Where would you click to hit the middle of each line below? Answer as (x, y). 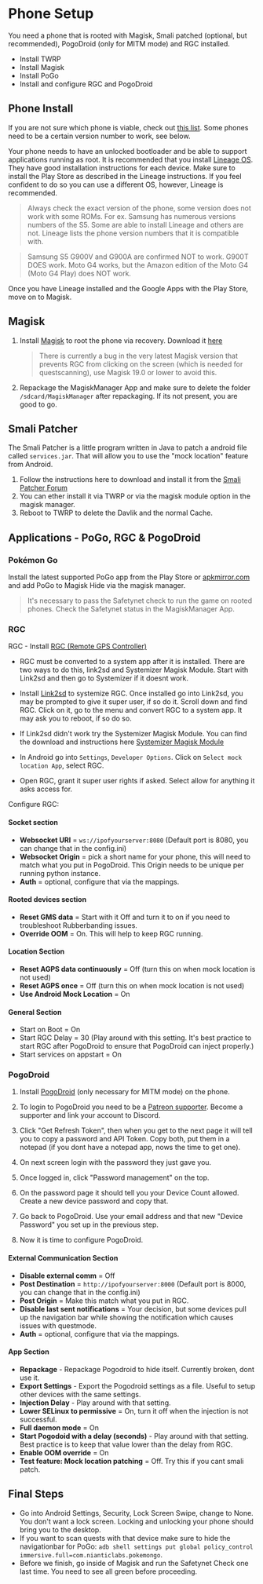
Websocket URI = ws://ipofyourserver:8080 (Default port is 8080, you (134, 840)
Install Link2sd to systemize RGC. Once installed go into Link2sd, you (131, 693)
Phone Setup (51, 14)
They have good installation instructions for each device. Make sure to (122, 168)
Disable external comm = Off (67, 1276)
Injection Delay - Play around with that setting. (95, 1403)
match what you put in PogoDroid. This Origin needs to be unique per (132, 865)
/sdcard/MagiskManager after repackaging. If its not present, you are (128, 396)
